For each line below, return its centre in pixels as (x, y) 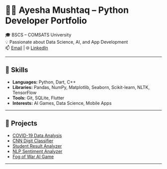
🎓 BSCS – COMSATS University (38, 35)
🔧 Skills (17, 70)
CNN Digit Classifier (33, 141)
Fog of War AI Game (33, 157)
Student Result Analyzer (37, 146)
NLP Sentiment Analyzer (37, 151)
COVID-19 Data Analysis (37, 135)
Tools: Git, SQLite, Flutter (38, 98)
